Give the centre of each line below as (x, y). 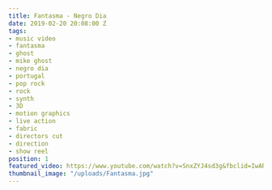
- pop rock (27, 83)
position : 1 (28, 158)
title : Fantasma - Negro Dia (57, 16)
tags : (17, 31)
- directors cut (36, 136)
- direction (28, 144)
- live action (32, 121)
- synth (21, 99)
